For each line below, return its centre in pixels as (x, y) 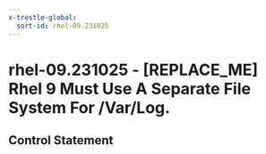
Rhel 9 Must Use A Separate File (130, 89)
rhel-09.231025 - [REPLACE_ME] (133, 70)
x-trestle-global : (43, 17)
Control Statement (61, 140)
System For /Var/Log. (90, 107)
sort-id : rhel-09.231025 (63, 26)
